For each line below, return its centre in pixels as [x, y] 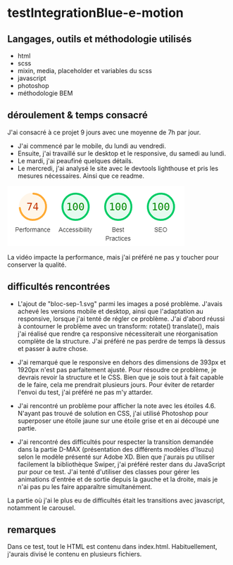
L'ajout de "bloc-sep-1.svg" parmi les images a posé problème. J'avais [120, 303]
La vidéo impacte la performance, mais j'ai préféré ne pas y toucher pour [113, 257]
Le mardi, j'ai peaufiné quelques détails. [75, 160]
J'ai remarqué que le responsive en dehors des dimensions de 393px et [122, 362]
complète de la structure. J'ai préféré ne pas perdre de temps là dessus [121, 341]
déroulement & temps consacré [77, 115]
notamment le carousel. [42, 507]
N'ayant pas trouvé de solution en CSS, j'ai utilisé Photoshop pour [113, 413]
